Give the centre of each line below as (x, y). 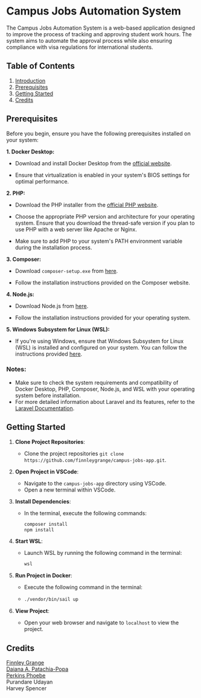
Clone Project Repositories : (50, 441)
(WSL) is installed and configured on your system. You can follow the (101, 347)
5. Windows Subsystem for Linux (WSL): (58, 329)
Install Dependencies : (43, 501)
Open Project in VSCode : (47, 472)
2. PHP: (16, 193)
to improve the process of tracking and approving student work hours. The (99, 34)
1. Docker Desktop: (30, 152)
